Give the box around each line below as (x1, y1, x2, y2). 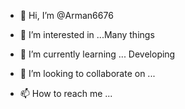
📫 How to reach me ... (19, 88, 113, 99)
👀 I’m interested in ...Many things (19, 29, 155, 40)
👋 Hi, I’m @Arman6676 (19, 10, 114, 21)
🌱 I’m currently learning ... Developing (19, 48, 176, 60)
